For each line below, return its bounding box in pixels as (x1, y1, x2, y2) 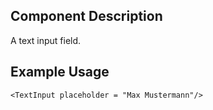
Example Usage (10, 64, 110, 81)
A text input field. (10, 34, 82, 46)
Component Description (10, 8, 163, 25)
